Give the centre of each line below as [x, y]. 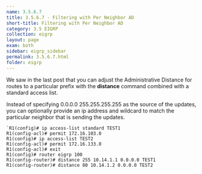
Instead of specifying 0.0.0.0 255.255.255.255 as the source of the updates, [101, 104]
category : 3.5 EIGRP [32, 29]
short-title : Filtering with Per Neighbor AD [65, 23]
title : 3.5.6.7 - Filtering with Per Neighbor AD [70, 18]
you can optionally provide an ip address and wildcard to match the [90, 111]
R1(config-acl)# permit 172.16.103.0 [54, 134]
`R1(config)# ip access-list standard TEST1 [63, 128]
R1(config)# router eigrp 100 [45, 155]
